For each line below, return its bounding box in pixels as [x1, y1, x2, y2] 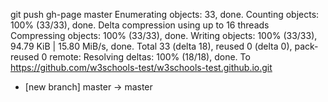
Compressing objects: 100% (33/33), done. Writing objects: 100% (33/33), [10, 30, 318, 41]
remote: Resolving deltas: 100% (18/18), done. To [49, 51, 251, 63]
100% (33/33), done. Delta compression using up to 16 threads [10, 19, 270, 31]
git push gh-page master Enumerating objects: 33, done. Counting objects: [10, 9, 320, 20]
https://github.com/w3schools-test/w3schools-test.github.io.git [10, 62, 273, 73]
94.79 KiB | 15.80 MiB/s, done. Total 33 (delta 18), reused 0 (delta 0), [10, 40, 293, 52]
